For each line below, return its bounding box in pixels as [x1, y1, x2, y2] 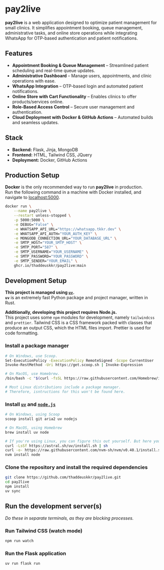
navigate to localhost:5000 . [5, 195, 60, 200]
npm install [5, 484, 29, 489]
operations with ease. [12, 78, 56, 84]
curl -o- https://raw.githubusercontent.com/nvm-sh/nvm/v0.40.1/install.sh [5, 448, 163, 453]
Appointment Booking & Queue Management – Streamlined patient [12, 62, 149, 68]
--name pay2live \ [14, 209, 51, 214]
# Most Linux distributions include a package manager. [5, 385, 121, 390]
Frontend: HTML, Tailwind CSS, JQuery [12, 152, 92, 157]
